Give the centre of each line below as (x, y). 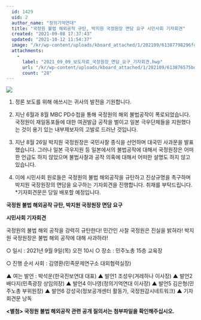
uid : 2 (20, 17)
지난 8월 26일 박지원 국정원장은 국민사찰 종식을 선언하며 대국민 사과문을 (99, 142)
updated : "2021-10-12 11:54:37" (52, 39)
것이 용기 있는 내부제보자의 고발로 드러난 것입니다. (80, 130)
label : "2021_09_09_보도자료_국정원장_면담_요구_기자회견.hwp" (92, 62)
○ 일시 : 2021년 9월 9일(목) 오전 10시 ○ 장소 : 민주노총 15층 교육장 (84, 251)
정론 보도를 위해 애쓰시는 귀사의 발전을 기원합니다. (73, 102)
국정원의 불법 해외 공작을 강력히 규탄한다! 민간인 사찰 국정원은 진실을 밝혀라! (95, 230)
